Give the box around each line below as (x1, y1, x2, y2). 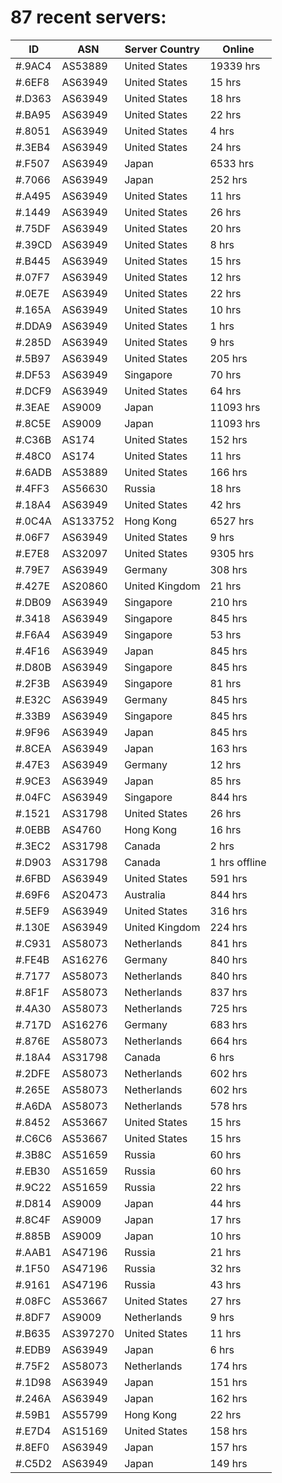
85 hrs (209, 774, 242, 788)
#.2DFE (15, 1066, 51, 1080)
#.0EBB (15, 822, 51, 836)
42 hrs (209, 497, 242, 511)
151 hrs (209, 1375, 248, 1389)
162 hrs (209, 1391, 248, 1405)
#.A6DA (15, 1099, 52, 1113)
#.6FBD (15, 871, 52, 885)
